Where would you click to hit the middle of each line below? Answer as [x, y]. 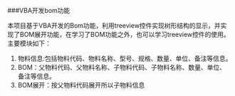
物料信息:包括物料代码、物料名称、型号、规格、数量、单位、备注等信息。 [125, 58]
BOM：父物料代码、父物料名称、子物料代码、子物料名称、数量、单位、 [122, 67]
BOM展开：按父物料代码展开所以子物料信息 [81, 85]
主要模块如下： [29, 43]
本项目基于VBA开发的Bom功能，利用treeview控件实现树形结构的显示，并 [114, 26]
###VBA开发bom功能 [39, 10]
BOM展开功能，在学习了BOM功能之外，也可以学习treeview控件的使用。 [125, 34]
